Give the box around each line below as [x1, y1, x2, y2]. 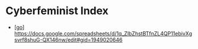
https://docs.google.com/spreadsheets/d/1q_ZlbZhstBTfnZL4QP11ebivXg [14, 30, 193, 37]
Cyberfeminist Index [5, 4, 109, 18]
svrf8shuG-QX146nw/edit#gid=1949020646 [14, 36, 123, 43]
